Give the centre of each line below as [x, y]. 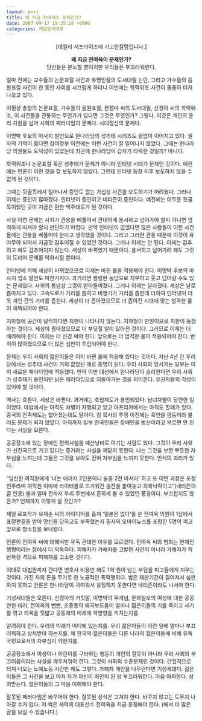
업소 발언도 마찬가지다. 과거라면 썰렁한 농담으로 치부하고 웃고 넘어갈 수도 [103, 278]
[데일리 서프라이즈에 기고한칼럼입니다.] [101, 47]
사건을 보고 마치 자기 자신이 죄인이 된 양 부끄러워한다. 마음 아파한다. [108, 677]
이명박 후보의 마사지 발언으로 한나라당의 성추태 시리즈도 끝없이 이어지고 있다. [96, 136]
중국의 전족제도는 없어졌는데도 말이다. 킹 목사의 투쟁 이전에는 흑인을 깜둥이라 [96, 415]
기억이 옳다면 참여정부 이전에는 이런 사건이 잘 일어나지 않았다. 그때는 [98, 143]
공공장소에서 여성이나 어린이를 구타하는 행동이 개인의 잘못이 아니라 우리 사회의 [98, 654]
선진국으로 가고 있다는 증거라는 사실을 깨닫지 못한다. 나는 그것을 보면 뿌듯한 [101, 451]
